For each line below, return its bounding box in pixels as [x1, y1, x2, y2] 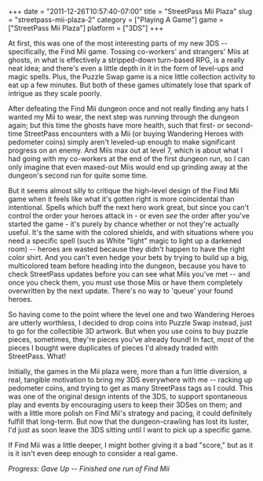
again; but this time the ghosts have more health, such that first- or [8, 121, 225, 130]
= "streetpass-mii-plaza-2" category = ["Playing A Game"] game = [8, 15, 224, 24]
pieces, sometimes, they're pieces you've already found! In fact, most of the [8, 335, 254, 344]
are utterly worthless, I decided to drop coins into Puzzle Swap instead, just [8, 318, 253, 327]
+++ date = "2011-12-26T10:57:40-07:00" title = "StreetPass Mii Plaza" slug [8, 7, 253, 16]
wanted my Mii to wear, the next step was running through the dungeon [8, 112, 239, 121]
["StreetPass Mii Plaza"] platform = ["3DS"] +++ [8, 24, 164, 32]
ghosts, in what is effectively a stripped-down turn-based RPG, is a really [8, 55, 245, 64]
